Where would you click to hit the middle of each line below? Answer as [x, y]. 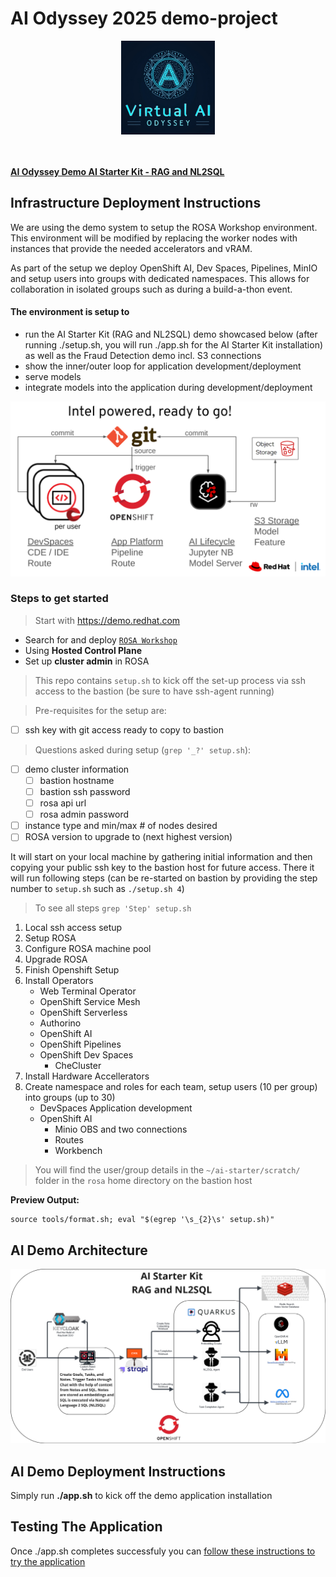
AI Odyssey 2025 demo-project [144, 18]
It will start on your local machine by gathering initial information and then [161, 857]
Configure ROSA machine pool [88, 949]
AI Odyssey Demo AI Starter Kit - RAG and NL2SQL [117, 171]
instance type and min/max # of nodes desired [121, 826]
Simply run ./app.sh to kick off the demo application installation [141, 1495]
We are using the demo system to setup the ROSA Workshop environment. [164, 227]
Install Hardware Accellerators [87, 1076]
